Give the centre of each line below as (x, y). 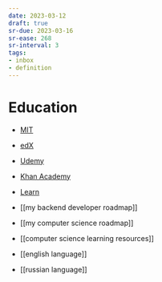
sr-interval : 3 (34, 46)
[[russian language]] (53, 269)
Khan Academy (45, 176)
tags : (17, 53)
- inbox (21, 61)
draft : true (28, 23)
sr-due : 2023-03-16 (41, 30)
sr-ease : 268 (30, 38)
